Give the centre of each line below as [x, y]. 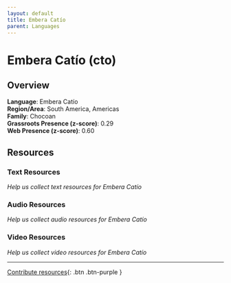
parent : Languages [33, 26]
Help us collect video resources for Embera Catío [77, 252]
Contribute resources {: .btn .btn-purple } [65, 272]
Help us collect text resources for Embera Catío [75, 187]
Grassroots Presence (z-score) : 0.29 [60, 123]
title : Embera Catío [37, 20]
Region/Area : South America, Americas [63, 109]
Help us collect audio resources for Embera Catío [77, 219]
